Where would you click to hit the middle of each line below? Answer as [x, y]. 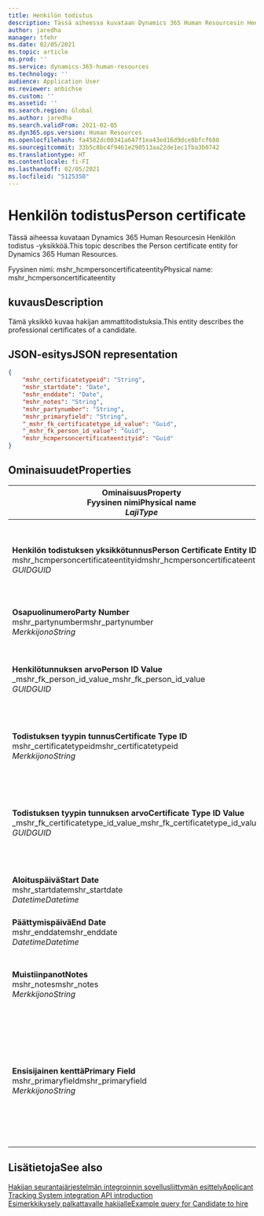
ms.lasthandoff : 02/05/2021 [54, 169]
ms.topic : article [38, 52]
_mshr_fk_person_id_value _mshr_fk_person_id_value [109, 679]
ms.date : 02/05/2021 [42, 45]
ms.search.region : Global [50, 111]
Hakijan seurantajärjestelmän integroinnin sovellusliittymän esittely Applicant [131, 1187]
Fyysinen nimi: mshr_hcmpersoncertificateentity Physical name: [111, 269]
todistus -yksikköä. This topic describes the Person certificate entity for [123, 246]
